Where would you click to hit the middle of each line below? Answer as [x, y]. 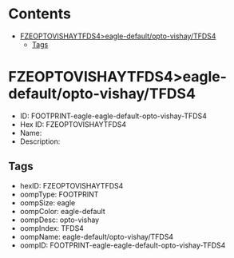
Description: [40, 141]
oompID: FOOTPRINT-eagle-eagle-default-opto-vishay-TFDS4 [123, 245]
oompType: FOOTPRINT [59, 194]
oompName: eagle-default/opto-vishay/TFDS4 [97, 236]
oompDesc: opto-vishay [59, 220]
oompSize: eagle [48, 202]
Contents [40, 14]
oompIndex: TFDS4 [52, 228]
